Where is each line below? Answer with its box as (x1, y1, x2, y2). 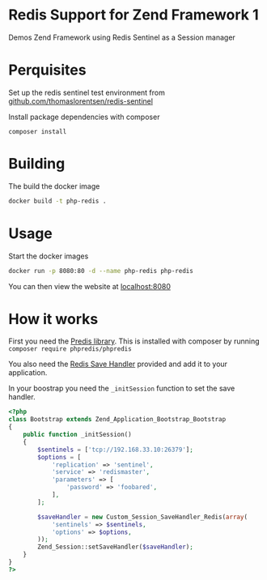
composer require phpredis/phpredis (8, 345, 132, 353)
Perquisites (8, 61, 87, 79)
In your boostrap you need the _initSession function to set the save (8, 383, 235, 394)
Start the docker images (8, 251, 89, 261)
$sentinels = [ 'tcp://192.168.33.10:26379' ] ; (37, 446, 194, 454)
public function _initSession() (23, 431, 132, 439)
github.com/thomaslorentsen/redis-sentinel (8, 96, 154, 106)
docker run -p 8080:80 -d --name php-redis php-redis (8, 267, 194, 275)
